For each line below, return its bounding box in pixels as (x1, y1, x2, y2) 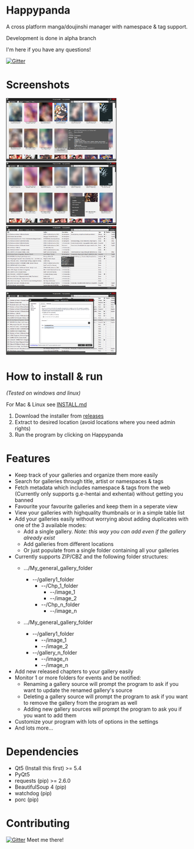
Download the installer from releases (14, 412, 104, 419)
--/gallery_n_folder (32, 649, 78, 656)
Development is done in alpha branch (6, 34, 97, 41)
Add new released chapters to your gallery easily (14, 668, 134, 675)
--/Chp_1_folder (41, 582, 78, 589)
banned (14, 496, 34, 503)
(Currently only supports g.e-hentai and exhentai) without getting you (14, 490, 183, 497)
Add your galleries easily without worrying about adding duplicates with (14, 515, 189, 522)
